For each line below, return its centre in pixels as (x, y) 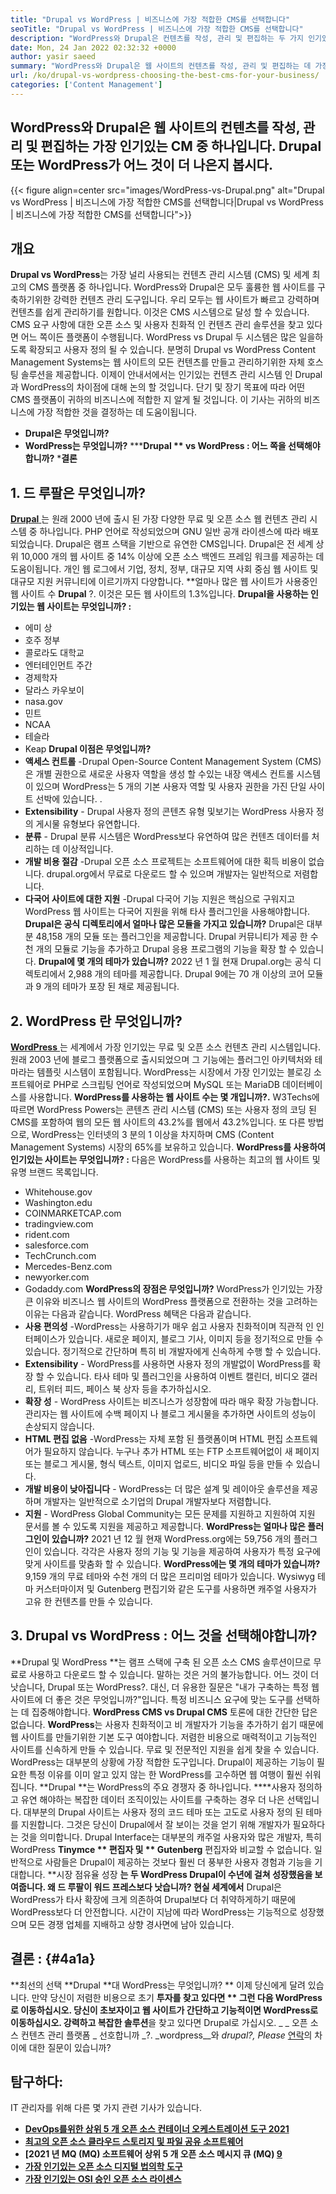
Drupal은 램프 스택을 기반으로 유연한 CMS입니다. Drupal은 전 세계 (184, 544)
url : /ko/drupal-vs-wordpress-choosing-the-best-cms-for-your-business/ (165, 76)
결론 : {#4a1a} (53, 1959)
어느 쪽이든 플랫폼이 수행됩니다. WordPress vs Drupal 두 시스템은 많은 (158, 337)
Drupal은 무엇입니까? (67, 433)
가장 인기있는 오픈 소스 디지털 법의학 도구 (103, 2167)
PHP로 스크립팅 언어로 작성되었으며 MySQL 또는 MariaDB (166, 1084)
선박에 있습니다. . (69, 799)
